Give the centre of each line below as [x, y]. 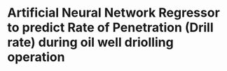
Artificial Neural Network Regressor [114, 13]
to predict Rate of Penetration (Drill [110, 27]
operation [36, 57]
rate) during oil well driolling [90, 42]
